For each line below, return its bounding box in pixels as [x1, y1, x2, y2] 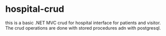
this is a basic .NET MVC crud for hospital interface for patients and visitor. [5, 20, 161, 26]
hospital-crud [5, 3, 64, 15]
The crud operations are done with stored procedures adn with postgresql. [5, 25, 161, 31]
